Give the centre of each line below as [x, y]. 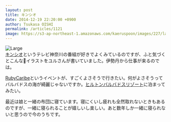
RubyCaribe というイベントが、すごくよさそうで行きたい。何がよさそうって [84, 78]
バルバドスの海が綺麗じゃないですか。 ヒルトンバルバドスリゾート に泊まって [85, 84]
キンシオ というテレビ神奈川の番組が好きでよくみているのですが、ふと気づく [85, 54]
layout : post [19, 10]
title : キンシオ [21, 15]
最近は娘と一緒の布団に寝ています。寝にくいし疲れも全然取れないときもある [85, 102]
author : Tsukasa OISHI [29, 24]
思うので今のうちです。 [38, 114]
